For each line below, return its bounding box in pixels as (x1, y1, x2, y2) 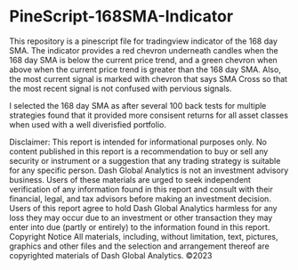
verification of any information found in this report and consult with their (9, 184, 273, 194)
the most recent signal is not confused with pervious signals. (9, 83, 233, 94)
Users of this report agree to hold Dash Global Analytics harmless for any (9, 202, 278, 213)
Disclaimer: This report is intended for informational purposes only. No (9, 136, 268, 147)
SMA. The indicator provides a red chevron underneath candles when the (9, 45, 278, 55)
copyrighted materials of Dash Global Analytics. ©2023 (9, 250, 213, 260)
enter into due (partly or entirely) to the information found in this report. (9, 221, 270, 233)
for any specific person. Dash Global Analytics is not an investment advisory (9, 165, 289, 176)
